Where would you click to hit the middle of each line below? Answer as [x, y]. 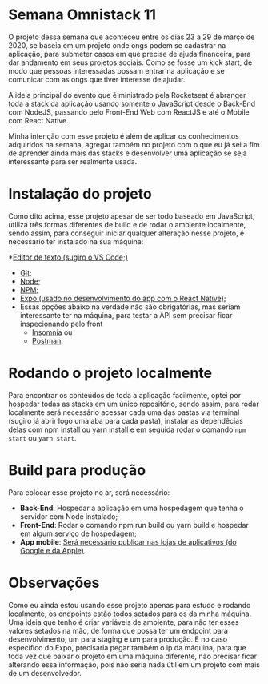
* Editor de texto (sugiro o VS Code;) [68, 257]
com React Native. [39, 120]
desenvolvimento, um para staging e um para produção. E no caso [118, 639]
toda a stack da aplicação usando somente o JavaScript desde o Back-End [132, 103]
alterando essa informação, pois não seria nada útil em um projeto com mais [134, 664]
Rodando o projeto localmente [110, 373]
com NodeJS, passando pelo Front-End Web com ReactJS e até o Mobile [129, 112]
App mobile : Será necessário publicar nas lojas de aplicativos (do [128, 541]
